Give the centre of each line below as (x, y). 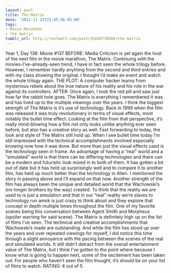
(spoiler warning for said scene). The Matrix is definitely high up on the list (84, 217)
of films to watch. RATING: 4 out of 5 (44, 266)
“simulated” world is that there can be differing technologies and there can (84, 157)
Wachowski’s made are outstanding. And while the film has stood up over (82, 228)
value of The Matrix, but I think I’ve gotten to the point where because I (80, 249)
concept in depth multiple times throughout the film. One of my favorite (80, 206)
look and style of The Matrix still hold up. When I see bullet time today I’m (83, 135)
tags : (11, 24)
